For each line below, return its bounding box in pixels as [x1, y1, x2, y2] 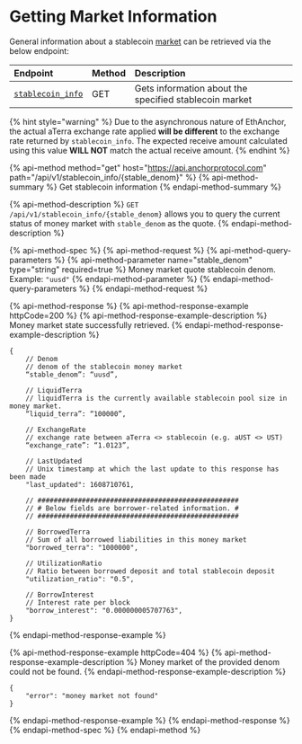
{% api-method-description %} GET [9, 199, 139, 209]
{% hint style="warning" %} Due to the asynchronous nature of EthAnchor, [9, 116, 287, 127]
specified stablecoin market [134, 93, 253, 105]
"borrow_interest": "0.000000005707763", [25, 606, 182, 615]
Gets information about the [134, 82, 248, 94]
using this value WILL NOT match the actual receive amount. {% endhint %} [9, 145, 290, 155]
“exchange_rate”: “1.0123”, [25, 440, 130, 450]
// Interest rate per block [25, 598, 130, 607]
